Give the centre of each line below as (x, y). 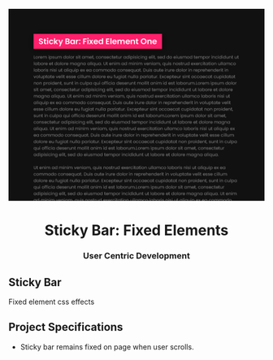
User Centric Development (136, 256)
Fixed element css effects (52, 301)
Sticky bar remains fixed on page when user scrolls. (107, 347)
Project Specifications (66, 327)
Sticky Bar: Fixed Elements (136, 230)
